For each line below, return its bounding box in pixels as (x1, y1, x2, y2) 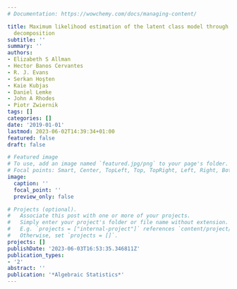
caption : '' (13, 180, 49, 187)
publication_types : (7, 252, 65, 259)
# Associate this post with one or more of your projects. (7, 212, 191, 219)
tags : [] (7, 109, 33, 116)
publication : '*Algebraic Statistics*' (7, 271, 125, 278)
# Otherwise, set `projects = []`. (7, 232, 119, 239)
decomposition (13, 30, 55, 37)
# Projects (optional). (7, 206, 78, 213)
